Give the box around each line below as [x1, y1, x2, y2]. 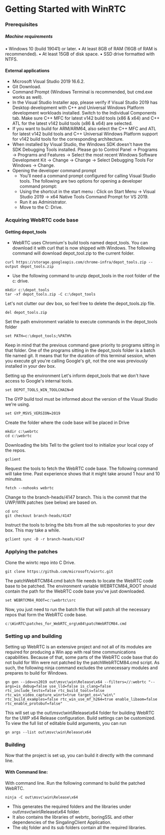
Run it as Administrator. [19, 199, 67, 205]
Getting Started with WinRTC [5, 3, 126, 15]
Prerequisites [5, 21, 38, 28]
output [5, 264, 19, 269]
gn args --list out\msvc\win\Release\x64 [5, 730, 92, 735]
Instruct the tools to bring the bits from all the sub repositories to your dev [5, 522, 155, 528]
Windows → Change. [12, 162, 55, 168]
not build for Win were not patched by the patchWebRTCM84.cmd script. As [5, 660, 160, 665]
